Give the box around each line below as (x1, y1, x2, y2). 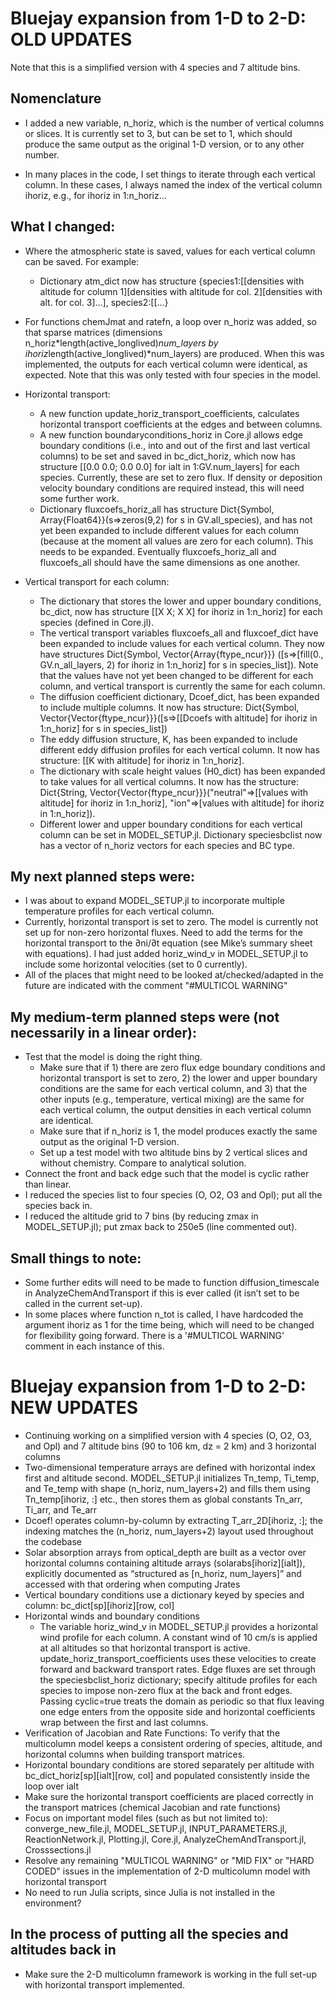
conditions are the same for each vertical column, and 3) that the (39, 1083, 308, 1095)
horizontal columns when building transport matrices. (24, 1748, 246, 1760)
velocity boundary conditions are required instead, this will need (39, 482, 305, 494)
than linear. (24, 1178, 72, 1191)
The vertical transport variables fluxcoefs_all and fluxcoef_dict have (39, 627, 319, 639)
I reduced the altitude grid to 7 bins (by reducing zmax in (24, 1210, 259, 1222)
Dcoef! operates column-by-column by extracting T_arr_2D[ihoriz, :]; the (24, 1514, 324, 1526)
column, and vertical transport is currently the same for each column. (39, 680, 326, 692)
